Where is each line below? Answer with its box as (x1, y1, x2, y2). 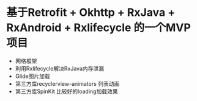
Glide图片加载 (15, 72, 50, 80)
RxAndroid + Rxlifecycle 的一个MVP (6, 21, 191, 35)
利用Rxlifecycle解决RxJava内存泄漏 (15, 64, 104, 72)
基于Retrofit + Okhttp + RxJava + (6, 5, 176, 19)
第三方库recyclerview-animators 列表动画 (15, 80, 120, 87)
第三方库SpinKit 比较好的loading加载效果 (15, 88, 118, 95)
